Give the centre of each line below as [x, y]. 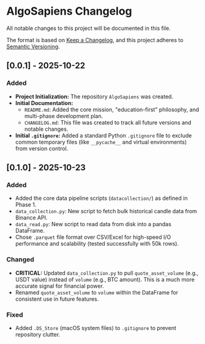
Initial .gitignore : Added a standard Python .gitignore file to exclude [103, 135]
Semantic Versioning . [33, 46]
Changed [20, 260]
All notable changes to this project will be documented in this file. [89, 28]
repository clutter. [38, 334]
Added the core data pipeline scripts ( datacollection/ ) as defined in [101, 198]
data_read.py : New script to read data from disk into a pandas [93, 224]
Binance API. [31, 218]
